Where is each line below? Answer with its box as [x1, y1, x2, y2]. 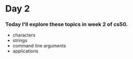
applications [12, 48, 39, 54]
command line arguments [12, 43, 66, 49]
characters [12, 32, 36, 38]
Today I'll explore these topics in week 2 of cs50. [5, 21, 128, 28]
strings [12, 37, 27, 43]
